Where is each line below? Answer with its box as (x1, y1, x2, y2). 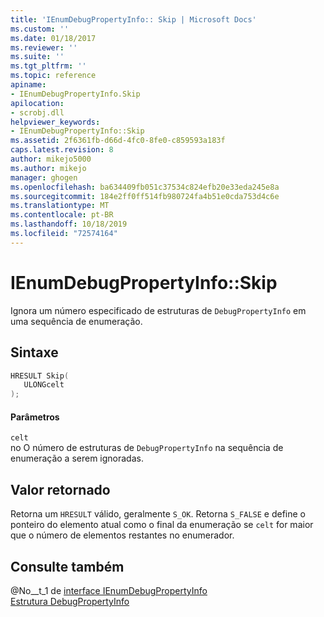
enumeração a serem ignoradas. (10, 452, 144, 465)
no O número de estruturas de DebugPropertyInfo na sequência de (10, 442, 284, 454)
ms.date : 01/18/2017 (10, 33, 97, 43)
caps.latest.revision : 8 (10, 145, 114, 155)
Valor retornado (10, 481, 111, 498)
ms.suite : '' (10, 52, 65, 62)
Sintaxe (10, 344, 59, 361)
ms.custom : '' (10, 24, 70, 34)
